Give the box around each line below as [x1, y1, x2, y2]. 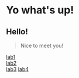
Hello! [6, 27, 28, 37]
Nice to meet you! [20, 42, 64, 49]
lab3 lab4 [6, 66, 29, 73]
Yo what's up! [6, 3, 74, 17]
